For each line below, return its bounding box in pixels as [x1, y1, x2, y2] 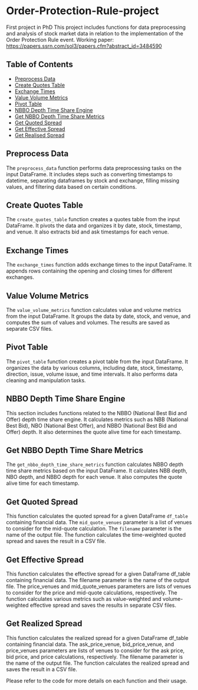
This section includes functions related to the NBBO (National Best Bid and [6, 409, 187, 416]
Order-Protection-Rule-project [6, 4, 159, 18]
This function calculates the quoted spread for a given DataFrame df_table [6, 512, 189, 520]
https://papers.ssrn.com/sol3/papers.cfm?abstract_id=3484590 [6, 42, 162, 50]
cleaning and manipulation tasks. [6, 376, 87, 384]
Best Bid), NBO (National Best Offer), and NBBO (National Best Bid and [6, 422, 177, 429]
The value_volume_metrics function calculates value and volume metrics [6, 307, 181, 313]
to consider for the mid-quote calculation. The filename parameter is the [6, 525, 181, 532]
